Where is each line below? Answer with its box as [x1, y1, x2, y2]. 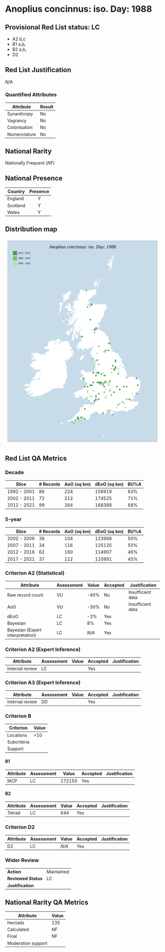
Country [7, 189, 25, 194]
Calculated [7, 926, 29, 932]
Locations [7, 732, 27, 738]
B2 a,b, [12, 47, 27, 52]
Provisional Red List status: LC [5, 23, 100, 31]
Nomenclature [7, 131, 36, 137]
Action [7, 869, 21, 875]
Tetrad [7, 810, 21, 816]
